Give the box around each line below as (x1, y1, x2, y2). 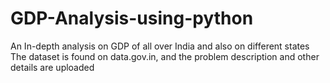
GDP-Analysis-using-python (10, 7, 254, 30)
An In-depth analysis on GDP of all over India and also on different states (10, 40, 310, 52)
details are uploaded (10, 61, 95, 73)
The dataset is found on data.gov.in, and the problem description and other (10, 50, 320, 62)
